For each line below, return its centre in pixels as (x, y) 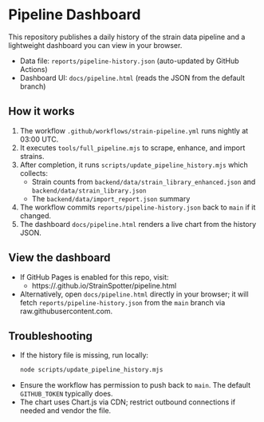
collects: (33, 173)
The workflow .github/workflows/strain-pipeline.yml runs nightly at (134, 130)
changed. (35, 215)
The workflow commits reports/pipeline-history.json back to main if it (138, 207)
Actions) (33, 69)
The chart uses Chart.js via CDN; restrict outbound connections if (128, 402)
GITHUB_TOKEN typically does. (66, 394)
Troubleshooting (51, 336)
